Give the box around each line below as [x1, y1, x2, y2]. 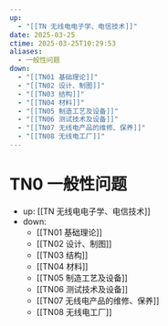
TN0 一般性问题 [9, 174, 128, 195]
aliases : [9, 47, 43, 56]
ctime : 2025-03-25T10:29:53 [9, 38, 117, 48]
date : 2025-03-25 [9, 30, 76, 39]
